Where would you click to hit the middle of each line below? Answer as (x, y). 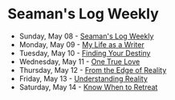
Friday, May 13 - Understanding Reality (83, 78)
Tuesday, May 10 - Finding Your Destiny (85, 53)
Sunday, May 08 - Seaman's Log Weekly (86, 36)
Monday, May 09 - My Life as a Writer (82, 44)
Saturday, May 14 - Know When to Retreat (88, 87)
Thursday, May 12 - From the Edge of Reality (93, 70)
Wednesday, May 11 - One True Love (79, 62)
